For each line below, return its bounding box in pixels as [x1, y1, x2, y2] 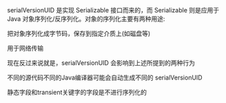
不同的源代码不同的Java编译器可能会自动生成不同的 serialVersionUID [7, 73, 203, 82]
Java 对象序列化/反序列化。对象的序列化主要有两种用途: [7, 15, 165, 23]
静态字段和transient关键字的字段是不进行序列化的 [7, 88, 147, 96]
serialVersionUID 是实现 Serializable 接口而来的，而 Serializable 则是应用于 [7, 6, 220, 14]
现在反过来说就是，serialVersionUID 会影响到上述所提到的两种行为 [7, 59, 195, 67]
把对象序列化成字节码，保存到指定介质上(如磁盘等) [7, 30, 151, 37]
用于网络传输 [7, 44, 43, 52]
